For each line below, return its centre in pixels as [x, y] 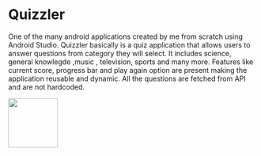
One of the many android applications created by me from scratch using [126, 36]
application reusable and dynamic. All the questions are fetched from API [127, 78]
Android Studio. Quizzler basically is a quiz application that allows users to [129, 44]
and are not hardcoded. [47, 87]
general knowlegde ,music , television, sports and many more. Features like [131, 62]
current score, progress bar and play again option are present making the [128, 70]
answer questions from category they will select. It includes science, [120, 53]
